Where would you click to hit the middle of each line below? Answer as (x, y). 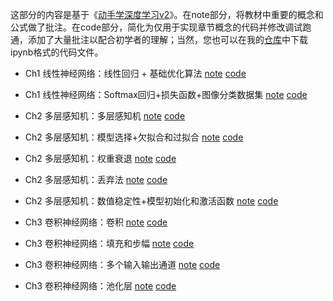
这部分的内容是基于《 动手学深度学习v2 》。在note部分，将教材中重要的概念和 (167, 14)
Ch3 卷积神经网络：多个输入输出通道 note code (122, 264)
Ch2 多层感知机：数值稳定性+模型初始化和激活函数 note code (151, 201)
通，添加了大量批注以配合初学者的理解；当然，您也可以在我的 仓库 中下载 (159, 39)
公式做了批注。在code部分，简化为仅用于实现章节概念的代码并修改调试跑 (161, 27)
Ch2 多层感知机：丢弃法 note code (96, 179)
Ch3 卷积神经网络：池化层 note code (100, 286)
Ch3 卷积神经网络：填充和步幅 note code (109, 243)
